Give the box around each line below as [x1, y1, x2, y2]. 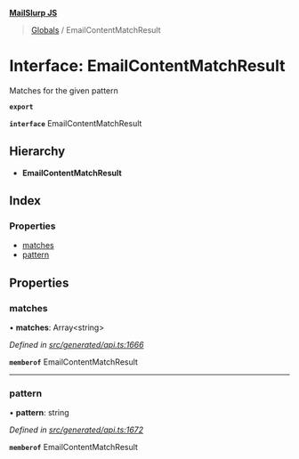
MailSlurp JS [9, 8, 58, 18]
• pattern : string [9, 407, 69, 418]
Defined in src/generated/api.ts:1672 [9, 424, 144, 435]
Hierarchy [9, 144, 66, 159]
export [9, 102, 34, 111]
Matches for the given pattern [9, 85, 118, 96]
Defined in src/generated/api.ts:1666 [9, 340, 144, 350]
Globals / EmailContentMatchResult [30, 25, 162, 35]
